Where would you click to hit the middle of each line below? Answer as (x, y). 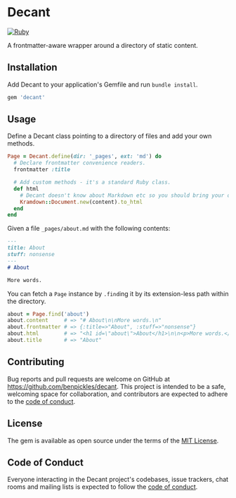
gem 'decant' (26, 97)
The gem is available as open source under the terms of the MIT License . (113, 440)
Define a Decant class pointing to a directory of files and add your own (110, 136)
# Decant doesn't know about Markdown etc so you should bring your (122, 195)
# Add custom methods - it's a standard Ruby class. (92, 183)
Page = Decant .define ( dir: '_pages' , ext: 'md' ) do (84, 157)
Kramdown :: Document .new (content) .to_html (81, 202)
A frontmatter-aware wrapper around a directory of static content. (103, 45)
